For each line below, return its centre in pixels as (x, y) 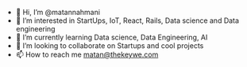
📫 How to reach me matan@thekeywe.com (87, 54)
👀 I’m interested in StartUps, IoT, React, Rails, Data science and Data (127, 20)
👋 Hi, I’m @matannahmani (58, 12)
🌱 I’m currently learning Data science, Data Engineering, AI (112, 37)
